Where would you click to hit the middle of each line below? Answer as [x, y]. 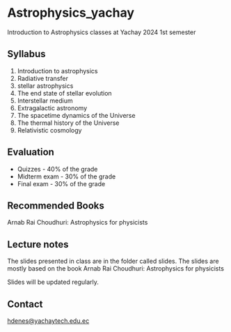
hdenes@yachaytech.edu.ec [48, 321]
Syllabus [27, 54]
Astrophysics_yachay [71, 13]
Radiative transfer [42, 78]
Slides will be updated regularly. [53, 282]
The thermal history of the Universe [68, 123]
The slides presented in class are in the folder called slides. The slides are [113, 261]
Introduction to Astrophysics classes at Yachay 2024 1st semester [102, 32]
